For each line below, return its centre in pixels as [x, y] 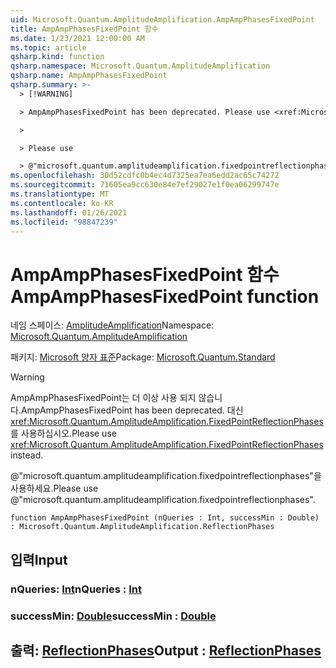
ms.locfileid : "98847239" [64, 222]
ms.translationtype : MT [60, 194]
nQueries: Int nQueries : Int [76, 589]
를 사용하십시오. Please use [63, 433]
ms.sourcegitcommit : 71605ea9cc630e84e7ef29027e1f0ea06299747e [145, 185]
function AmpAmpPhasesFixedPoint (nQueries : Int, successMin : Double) [165, 518]
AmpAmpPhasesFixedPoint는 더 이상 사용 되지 [103, 398]
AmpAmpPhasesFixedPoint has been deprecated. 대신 [132, 410]
